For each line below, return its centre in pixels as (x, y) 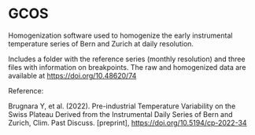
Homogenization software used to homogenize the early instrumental (120, 35)
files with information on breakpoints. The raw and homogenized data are (127, 67)
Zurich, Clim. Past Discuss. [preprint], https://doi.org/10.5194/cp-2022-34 (128, 122)
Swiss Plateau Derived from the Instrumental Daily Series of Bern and (121, 114)
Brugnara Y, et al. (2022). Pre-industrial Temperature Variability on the (122, 106)
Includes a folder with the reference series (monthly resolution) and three (127, 59)
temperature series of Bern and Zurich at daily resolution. (101, 43)
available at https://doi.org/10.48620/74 (72, 75)
